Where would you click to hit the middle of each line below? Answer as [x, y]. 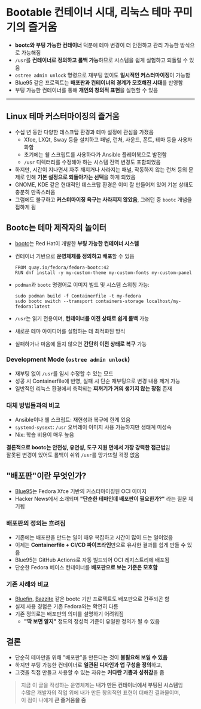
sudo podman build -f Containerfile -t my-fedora [78, 296]
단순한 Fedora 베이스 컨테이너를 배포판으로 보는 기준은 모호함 [86, 567]
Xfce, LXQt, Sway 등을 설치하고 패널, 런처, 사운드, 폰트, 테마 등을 [100, 139]
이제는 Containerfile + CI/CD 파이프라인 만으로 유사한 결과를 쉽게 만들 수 [100, 545]
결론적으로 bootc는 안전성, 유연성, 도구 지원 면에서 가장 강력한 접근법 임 [88, 447]
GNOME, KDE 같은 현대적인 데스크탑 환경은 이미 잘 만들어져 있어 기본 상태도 [104, 184]
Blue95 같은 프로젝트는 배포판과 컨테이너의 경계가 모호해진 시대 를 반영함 [99, 82]
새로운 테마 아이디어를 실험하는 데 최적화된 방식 [70, 331]
